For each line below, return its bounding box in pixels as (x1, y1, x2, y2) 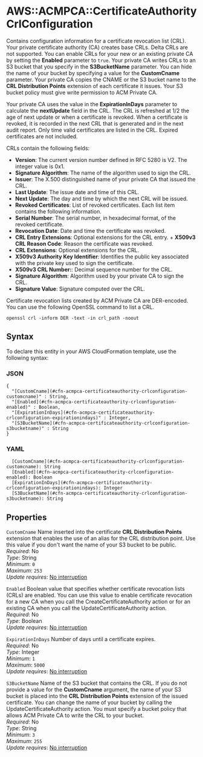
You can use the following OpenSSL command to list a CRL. (6, 303, 155, 311)
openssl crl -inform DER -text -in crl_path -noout (6, 315, 139, 321)
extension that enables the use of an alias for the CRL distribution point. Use (6, 535, 196, 542)
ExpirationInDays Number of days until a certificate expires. (6, 636, 156, 643)
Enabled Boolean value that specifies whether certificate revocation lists (6, 585, 185, 593)
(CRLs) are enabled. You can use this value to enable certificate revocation (6, 591, 193, 599)
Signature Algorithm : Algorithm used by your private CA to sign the (14, 272, 184, 280)
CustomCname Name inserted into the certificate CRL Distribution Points (6, 528, 182, 536)
